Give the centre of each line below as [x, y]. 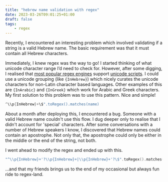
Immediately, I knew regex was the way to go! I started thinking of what [78, 63]
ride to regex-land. [24, 174]
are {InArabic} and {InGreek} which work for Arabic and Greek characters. [82, 90]
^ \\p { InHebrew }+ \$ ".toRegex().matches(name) [52, 104]
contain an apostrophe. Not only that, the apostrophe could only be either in [83, 135]
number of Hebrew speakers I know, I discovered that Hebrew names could [83, 130]
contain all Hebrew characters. [37, 54]
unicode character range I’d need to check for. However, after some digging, [84, 69]
